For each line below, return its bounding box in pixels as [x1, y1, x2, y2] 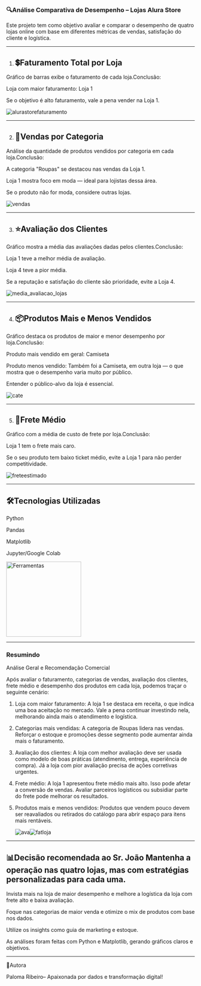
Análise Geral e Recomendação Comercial [6, 664, 110, 672]
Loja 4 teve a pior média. [6, 266, 68, 273]
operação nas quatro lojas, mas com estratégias [6, 865, 190, 875]
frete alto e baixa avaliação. [6, 896, 75, 904]
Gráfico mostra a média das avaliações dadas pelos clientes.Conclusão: [6, 243, 184, 250]
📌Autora [6, 961, 27, 969]
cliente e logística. [6, 34, 51, 41]
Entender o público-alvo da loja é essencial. [6, 380, 114, 387]
